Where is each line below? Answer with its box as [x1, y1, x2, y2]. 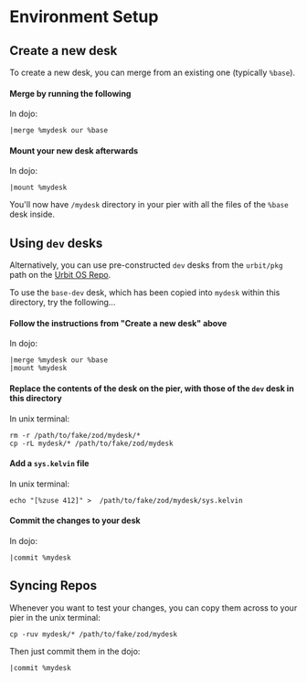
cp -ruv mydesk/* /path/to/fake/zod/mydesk [9, 629, 178, 639]
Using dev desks [9, 235, 103, 250]
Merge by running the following [9, 88, 132, 99]
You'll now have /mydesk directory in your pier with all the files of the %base [9, 199, 290, 210]
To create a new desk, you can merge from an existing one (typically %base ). [9, 67, 295, 78]
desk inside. [9, 208, 55, 220]
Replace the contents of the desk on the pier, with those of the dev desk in [9, 383, 294, 394]
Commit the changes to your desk [9, 515, 141, 527]
